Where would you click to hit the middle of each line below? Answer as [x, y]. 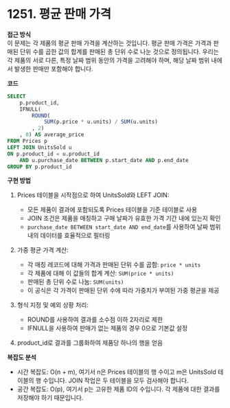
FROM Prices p [27, 141]
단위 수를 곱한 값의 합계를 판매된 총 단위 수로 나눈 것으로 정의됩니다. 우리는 [119, 52]
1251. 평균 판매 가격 [59, 14]
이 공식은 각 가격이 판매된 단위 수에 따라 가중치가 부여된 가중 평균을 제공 [123, 291]
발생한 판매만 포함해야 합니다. [54, 69]
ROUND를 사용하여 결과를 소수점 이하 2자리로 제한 [95, 319]
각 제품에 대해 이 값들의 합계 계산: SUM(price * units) [101, 273]
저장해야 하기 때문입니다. [50, 398]
